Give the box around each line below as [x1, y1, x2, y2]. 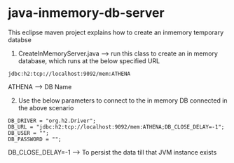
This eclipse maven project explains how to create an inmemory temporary [8, 28, 224, 37]
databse [8, 35, 32, 44]
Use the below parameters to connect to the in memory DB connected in [18, 96, 228, 105]
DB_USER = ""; [8, 129, 50, 136]
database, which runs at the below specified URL [18, 56, 160, 65]
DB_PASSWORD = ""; [8, 136, 62, 143]
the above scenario [18, 103, 74, 112]
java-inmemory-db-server [8, 5, 165, 21]
